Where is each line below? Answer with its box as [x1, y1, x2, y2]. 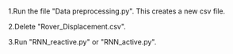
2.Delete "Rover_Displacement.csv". [8, 21, 127, 31]
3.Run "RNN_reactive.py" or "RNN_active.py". [8, 37, 157, 46]
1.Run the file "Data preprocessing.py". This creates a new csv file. [8, 6, 226, 16]
